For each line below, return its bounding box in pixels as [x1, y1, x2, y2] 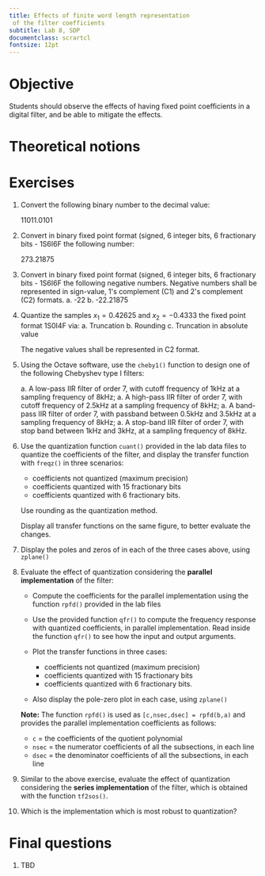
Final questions [9, 834, 112, 852]
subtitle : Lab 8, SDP [9, 26, 81, 34]
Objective [9, 75, 74, 94]
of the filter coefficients [12, 19, 105, 27]
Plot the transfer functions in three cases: [32, 647, 168, 656]
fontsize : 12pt [9, 41, 59, 49]
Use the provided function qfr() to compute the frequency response [32, 614, 256, 624]
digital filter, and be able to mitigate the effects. [9, 110, 163, 120]
